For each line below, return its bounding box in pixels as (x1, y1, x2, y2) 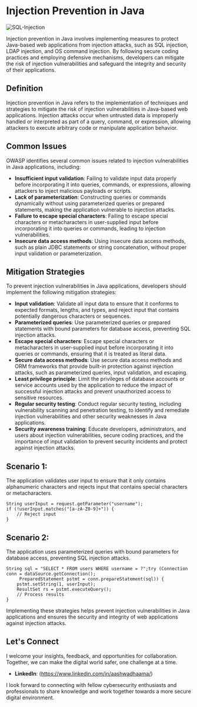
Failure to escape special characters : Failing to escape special (14, 212, 168, 219)
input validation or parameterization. (14, 249, 103, 257)
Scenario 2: (6, 532, 49, 542)
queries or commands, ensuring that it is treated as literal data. (14, 350, 167, 357)
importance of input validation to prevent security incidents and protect (14, 438, 188, 445)
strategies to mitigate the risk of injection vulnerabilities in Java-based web (6, 105, 188, 113)
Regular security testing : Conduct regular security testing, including (14, 400, 182, 407)
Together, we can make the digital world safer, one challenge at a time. (6, 659, 178, 666)
